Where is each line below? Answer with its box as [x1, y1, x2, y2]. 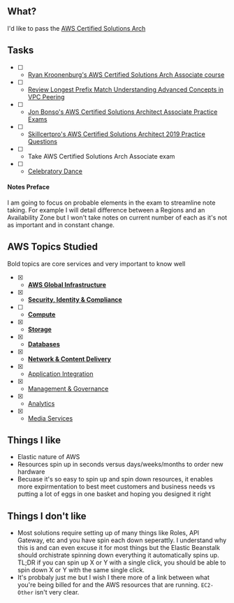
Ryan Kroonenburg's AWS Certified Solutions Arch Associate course [27, 70, 225, 79]
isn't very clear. [34, 588, 80, 597]
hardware [17, 467, 45, 476]
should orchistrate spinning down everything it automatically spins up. [17, 551, 219, 560]
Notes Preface [7, 183, 50, 191]
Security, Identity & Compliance [27, 295, 122, 303]
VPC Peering [27, 92, 65, 101]
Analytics [27, 399, 55, 407]
